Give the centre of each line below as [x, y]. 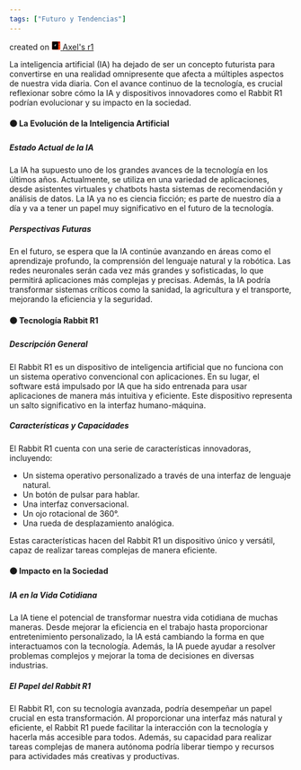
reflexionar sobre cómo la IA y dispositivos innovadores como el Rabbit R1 [146, 93]
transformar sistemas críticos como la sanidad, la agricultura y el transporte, [150, 290]
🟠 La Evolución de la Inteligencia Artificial [89, 124]
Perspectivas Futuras [50, 228]
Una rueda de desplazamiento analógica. [98, 523]
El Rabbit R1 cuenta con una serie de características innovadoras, [130, 448]
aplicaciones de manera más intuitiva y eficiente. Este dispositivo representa [151, 395]
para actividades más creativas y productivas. [94, 757]
